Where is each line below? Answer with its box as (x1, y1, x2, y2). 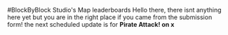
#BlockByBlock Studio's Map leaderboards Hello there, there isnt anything (7, 6, 222, 14)
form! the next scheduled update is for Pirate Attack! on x (7, 21, 175, 28)
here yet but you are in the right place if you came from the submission (7, 13, 213, 21)
